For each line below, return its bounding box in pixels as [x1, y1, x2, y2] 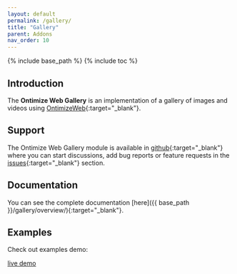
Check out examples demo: [7, 245, 88, 254]
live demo [7, 259, 36, 268]
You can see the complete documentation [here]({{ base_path [7, 198, 190, 207]
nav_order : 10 [7, 37, 50, 44]
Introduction [7, 77, 64, 89]
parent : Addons [7, 30, 53, 38]
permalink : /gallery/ [7, 17, 72, 24]
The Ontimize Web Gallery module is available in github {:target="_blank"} [7, 143, 223, 152]
